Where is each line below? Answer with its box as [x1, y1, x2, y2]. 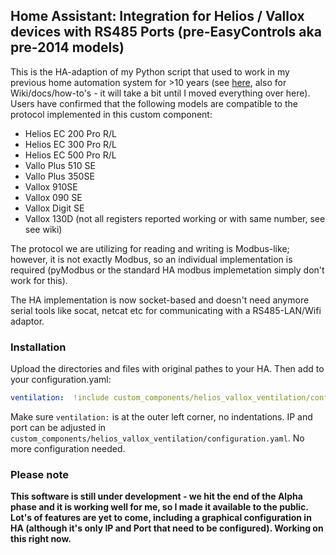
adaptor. [10, 315, 45, 327]
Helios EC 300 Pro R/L [24, 138, 117, 150]
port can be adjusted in [10, 421, 107, 433]
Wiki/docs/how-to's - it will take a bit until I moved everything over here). [10, 87, 311, 99]
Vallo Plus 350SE [24, 170, 95, 182]
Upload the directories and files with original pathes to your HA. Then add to [10, 363, 325, 375]
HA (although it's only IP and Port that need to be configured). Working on [10, 522, 324, 534]
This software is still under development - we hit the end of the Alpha [10, 490, 303, 503]
